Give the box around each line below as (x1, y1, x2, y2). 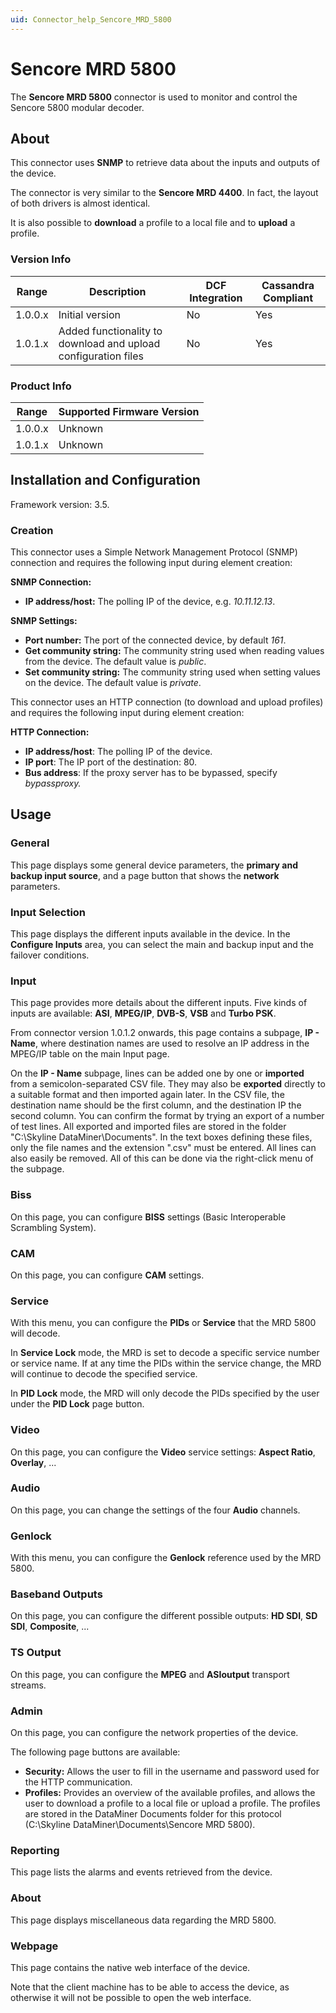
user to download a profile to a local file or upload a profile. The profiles (24, 1797, 321, 1810)
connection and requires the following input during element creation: (10, 557, 293, 569)
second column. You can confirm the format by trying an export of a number (10, 1110, 325, 1122)
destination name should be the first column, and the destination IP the (10, 1099, 302, 1111)
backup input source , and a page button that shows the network (10, 869, 280, 881)
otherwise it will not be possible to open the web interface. (10, 1991, 252, 2003)
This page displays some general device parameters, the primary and (10, 859, 299, 871)
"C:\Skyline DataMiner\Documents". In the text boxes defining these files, (10, 1131, 313, 1143)
